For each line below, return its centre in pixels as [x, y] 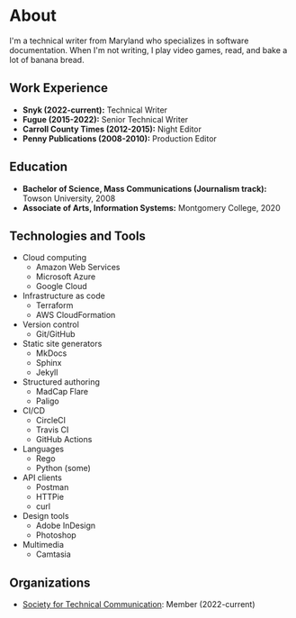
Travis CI [52, 430]
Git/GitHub [55, 334]
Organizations [50, 582]
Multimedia [43, 545]
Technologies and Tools [78, 236]
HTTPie [50, 497]
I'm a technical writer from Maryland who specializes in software [129, 41]
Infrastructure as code [63, 296]
